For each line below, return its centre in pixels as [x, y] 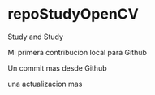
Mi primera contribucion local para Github [77, 52]
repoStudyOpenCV [73, 14]
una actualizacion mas [45, 84]
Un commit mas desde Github [57, 68]
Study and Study [36, 37]
